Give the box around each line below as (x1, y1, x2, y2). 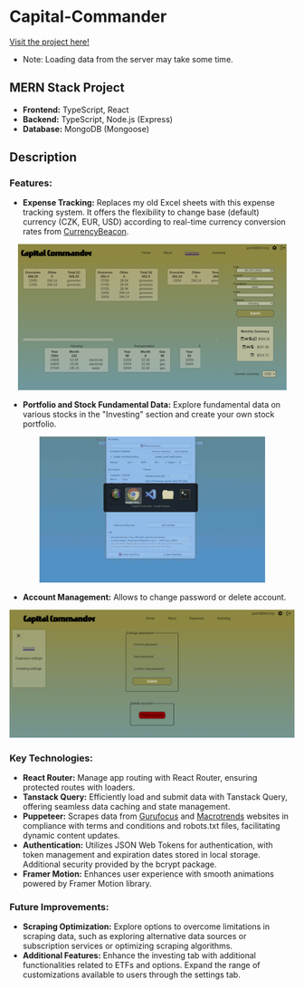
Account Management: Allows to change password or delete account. (22, 591, 287, 603)
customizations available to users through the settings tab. (22, 969, 242, 980)
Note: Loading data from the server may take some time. (22, 53, 233, 64)
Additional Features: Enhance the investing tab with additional (22, 950, 256, 961)
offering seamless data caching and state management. (22, 802, 231, 812)
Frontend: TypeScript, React (22, 104, 129, 115)
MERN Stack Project (9, 80, 125, 96)
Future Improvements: (9, 901, 109, 913)
